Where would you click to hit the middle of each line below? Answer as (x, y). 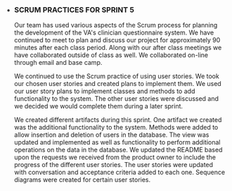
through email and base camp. (58, 63)
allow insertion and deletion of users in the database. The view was (111, 135)
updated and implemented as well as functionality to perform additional (117, 142)
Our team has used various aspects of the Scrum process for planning (116, 25)
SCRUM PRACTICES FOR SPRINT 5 (74, 10)
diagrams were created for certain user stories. (82, 180)
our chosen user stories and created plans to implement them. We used (117, 84)
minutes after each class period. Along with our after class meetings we (118, 48)
